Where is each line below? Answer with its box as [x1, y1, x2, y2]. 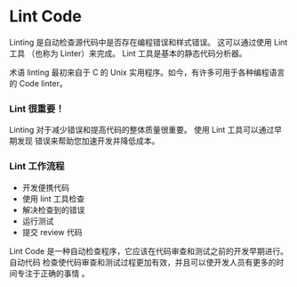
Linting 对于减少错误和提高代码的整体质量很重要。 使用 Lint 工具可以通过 [9, 125, 275, 135]
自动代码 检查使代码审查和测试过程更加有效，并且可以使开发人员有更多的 [9, 257, 277, 267]
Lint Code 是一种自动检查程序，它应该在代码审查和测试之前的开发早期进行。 [9, 245, 289, 256]
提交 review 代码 [21, 226, 83, 237]
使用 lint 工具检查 [21, 193, 85, 204]
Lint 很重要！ [9, 102, 65, 115]
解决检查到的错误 [21, 204, 85, 215]
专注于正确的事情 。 [16, 267, 90, 278]
